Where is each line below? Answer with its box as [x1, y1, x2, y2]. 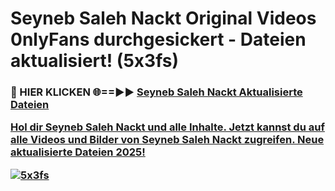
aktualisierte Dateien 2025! [10, 145, 146, 159]
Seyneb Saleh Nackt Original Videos [10, 7, 317, 30]
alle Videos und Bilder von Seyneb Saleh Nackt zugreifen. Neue [10, 133, 325, 147]
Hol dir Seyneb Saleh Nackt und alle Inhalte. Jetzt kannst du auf [10, 120, 325, 134]
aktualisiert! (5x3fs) [10, 50, 180, 72]
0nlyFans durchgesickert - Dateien [10, 28, 307, 51]
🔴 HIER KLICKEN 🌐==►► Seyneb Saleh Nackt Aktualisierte [10, 85, 303, 99]
